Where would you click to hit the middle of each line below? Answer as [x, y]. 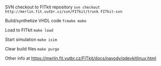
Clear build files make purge [32, 49]
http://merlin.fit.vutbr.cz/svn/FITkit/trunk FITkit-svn [64, 12]
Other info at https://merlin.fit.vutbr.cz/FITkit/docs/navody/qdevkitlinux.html [81, 58]
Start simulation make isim [31, 39]
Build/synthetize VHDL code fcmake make [46, 21]
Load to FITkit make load [29, 30]
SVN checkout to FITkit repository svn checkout [53, 7]
